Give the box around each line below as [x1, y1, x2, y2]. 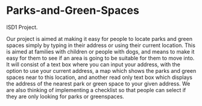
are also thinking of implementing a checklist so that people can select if [6, 86, 186, 93]
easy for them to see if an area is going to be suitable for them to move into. [6, 54, 195, 61]
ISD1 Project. [6, 23, 38, 31]
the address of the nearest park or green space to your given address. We [6, 79, 191, 87]
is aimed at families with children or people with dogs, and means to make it [6, 48, 195, 55]
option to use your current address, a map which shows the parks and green [6, 67, 197, 74]
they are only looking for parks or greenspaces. [6, 93, 125, 100]
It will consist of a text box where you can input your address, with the [6, 61, 181, 68]
